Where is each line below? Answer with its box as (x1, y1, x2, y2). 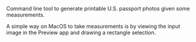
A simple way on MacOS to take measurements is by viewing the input (6, 23, 180, 30)
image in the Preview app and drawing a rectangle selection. (6, 29, 156, 36)
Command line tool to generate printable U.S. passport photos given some (6, 5, 191, 12)
